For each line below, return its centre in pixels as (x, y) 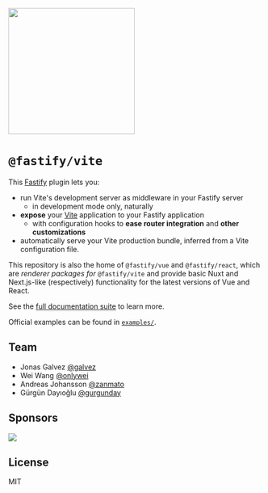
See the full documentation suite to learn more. (86, 306)
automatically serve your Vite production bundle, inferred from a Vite (134, 240)
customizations (59, 232)
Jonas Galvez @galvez (58, 367)
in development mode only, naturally (92, 206)
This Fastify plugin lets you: (54, 182)
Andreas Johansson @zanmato (72, 384)
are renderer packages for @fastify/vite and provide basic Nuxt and (124, 273)
